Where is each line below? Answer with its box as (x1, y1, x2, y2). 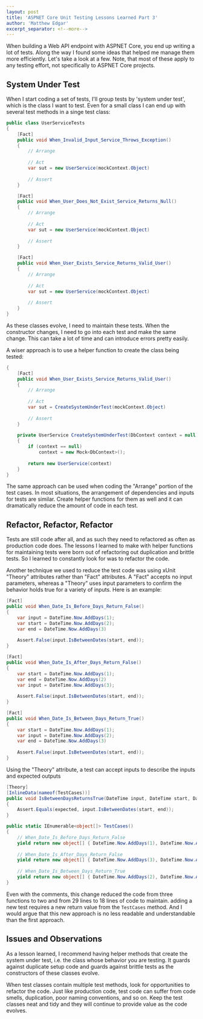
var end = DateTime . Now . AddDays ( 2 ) (17, 677, 107, 683)
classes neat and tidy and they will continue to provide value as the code (6, 1000, 187, 1007)
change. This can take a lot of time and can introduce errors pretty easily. (6, 335, 189, 342)
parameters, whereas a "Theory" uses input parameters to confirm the (6, 580, 182, 587)
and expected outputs (6, 772, 61, 780)
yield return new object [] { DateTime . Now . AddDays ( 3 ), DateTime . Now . (17, 857, 196, 863)
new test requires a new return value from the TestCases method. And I (6, 903, 182, 910)
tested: (6, 353, 24, 360)
